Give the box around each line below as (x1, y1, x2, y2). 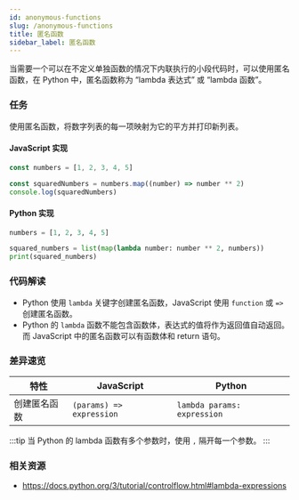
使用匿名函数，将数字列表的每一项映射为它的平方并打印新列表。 (9, 121, 243, 132)
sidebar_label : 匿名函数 (9, 37, 96, 47)
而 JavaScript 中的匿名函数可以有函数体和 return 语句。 (21, 330, 225, 341)
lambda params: (176, 399, 242, 410)
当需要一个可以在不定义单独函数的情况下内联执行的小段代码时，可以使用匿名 (9, 63, 290, 74)
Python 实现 (9, 207, 55, 218)
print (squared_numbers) (9, 253, 98, 262)
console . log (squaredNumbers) (9, 188, 117, 197)
